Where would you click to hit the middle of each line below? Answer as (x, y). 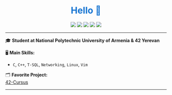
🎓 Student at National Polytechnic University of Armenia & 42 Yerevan (82, 40)
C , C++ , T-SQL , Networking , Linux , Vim (50, 64)
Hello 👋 (86, 11)
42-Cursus (17, 82)
